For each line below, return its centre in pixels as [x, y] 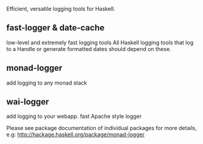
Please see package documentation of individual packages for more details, [101, 128]
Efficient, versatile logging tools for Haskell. [61, 9]
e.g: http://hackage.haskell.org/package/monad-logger [76, 135]
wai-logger [28, 102]
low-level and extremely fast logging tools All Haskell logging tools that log [100, 43]
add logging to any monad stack [47, 83]
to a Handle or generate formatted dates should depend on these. [89, 49]
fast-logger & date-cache [55, 28]
